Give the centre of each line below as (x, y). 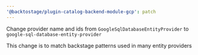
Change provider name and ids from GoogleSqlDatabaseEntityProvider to (98, 29)
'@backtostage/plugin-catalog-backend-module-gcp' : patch (81, 12)
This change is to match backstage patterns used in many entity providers (99, 45)
